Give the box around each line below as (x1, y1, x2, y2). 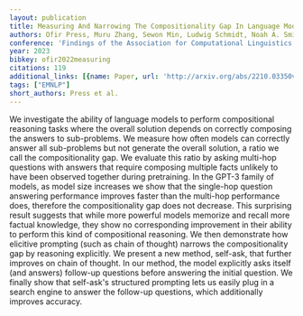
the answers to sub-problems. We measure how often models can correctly (9, 133, 290, 144)
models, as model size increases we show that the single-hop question (9, 181, 273, 191)
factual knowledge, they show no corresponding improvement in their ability (9, 218, 292, 230)
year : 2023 (9, 47, 50, 56)
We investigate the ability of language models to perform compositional (9, 114, 275, 125)
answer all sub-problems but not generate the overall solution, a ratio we (9, 142, 280, 153)
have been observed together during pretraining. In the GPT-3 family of (9, 171, 275, 181)
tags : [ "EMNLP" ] (9, 80, 70, 89)
